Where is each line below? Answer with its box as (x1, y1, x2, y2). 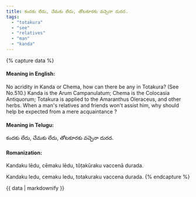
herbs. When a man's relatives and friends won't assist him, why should (6, 102, 180, 109)
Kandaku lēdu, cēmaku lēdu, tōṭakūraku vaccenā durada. (6, 162, 144, 169)
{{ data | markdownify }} (6, 185, 65, 192)
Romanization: (6, 149, 43, 156)
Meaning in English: (6, 71, 56, 78)
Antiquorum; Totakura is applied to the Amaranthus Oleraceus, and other (6, 96, 181, 103)
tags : (6, 14, 19, 20)
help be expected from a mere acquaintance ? (6, 108, 117, 115)
